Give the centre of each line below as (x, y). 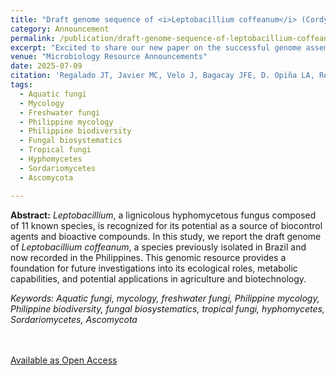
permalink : (33, 38)
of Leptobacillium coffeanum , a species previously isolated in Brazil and (158, 247)
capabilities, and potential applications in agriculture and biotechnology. (158, 278)
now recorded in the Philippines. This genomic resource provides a (148, 257)
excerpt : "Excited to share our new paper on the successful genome (156, 47)
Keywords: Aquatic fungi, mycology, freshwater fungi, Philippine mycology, (165, 298)
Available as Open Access (64, 360)
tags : (21, 85)
